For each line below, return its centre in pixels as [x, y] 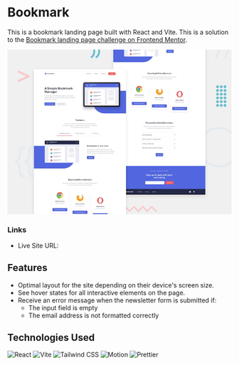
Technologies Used [51, 338]
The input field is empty [63, 307]
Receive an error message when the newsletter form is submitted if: [117, 300]
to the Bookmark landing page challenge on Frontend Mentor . [97, 39]
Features [27, 268]
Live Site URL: [38, 245]
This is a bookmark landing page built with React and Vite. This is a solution [118, 32]
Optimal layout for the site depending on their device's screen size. [116, 285]
